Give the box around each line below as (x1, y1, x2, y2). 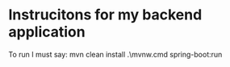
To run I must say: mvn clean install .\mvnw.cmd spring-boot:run (8, 49, 223, 59)
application (8, 23, 86, 41)
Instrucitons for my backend (8, 6, 203, 24)
